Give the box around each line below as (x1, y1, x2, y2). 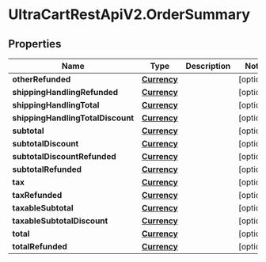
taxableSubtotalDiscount (12, 215, 108, 226)
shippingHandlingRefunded (12, 87, 119, 97)
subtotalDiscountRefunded (12, 151, 116, 161)
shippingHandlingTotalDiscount (12, 112, 135, 123)
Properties (8, 37, 62, 51)
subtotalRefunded (12, 164, 82, 175)
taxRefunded (12, 190, 63, 200)
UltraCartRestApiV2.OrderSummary (8, 6, 251, 24)
